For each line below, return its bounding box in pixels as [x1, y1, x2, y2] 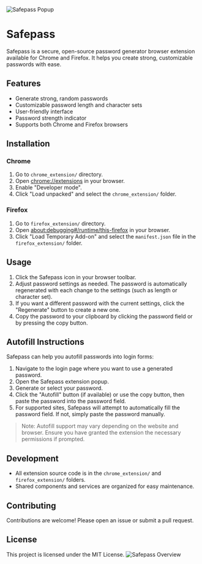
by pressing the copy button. [15, 319, 88, 326]
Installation [6, 139, 50, 149]
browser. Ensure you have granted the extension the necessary [21, 429, 181, 436]
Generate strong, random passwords [15, 95, 108, 102]
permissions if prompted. [21, 436, 85, 443]
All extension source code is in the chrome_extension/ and [15, 469, 162, 477]
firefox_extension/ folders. [15, 476, 86, 484]
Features [6, 79, 41, 89]
